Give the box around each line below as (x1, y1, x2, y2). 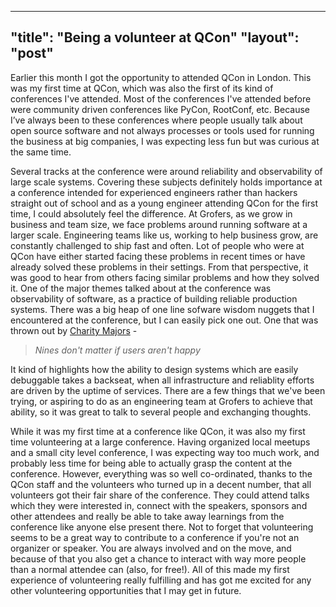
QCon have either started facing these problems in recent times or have (10, 250, 306, 262)
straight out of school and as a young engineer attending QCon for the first (10, 197, 319, 209)
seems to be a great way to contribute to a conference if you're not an (10, 531, 300, 543)
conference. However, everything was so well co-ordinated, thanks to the (10, 467, 313, 480)
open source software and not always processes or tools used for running (10, 124, 315, 136)
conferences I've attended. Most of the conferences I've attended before (10, 92, 312, 105)
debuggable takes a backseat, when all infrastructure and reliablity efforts (10, 374, 315, 386)
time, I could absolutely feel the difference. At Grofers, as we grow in (10, 207, 293, 220)
